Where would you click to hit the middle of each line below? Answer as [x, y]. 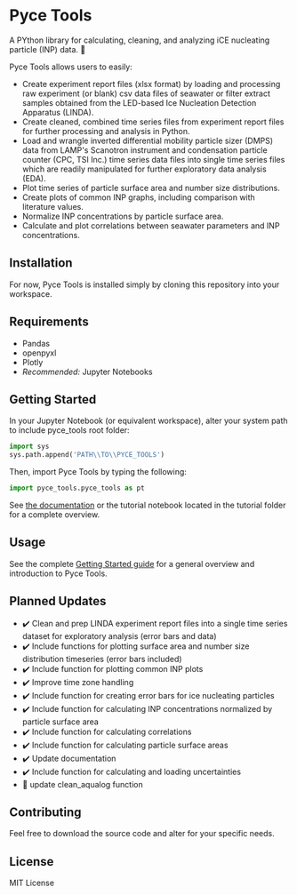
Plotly [32, 362]
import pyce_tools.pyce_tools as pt [77, 488]
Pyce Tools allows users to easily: [71, 67]
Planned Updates [58, 601]
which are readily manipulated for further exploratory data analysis [144, 169]
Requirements [49, 322]
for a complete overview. [55, 515]
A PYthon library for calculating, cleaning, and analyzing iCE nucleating [140, 40]
